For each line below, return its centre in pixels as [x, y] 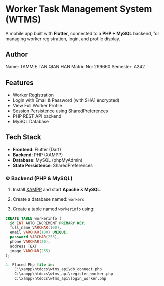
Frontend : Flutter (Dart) [37, 150]
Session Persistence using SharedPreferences [60, 111]
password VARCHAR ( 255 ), [34, 237]
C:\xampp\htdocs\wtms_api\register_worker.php [64, 274]
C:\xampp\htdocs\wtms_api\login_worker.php [60, 279]
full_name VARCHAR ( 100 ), [36, 228]
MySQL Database [31, 121]
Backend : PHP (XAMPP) [38, 155]
